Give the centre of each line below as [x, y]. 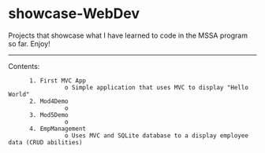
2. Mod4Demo [49, 101]
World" [19, 94]
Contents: [24, 66]
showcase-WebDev [74, 14]
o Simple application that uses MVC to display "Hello [156, 87]
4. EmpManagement [58, 129]
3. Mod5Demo [49, 115]
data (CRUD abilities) [45, 142]
